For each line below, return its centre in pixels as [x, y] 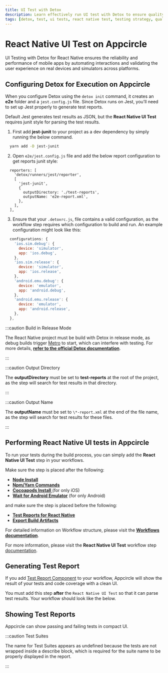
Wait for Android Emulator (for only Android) [59, 495]
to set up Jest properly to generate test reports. [54, 107]
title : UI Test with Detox [33, 10]
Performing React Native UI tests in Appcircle [77, 443]
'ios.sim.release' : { [36, 262]
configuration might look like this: [47, 230]
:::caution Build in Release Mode [38, 328]
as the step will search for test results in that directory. [61, 383]
